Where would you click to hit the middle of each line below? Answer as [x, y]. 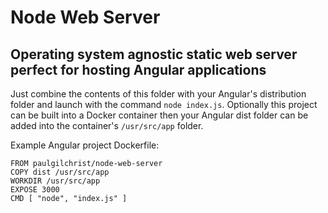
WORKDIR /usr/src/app [55, 181]
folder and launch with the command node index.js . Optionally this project [164, 104]
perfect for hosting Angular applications [138, 69]
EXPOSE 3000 [35, 190]
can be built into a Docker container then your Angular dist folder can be [159, 115]
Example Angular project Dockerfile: [85, 145]
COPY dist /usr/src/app [60, 172]
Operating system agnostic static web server [154, 54]
